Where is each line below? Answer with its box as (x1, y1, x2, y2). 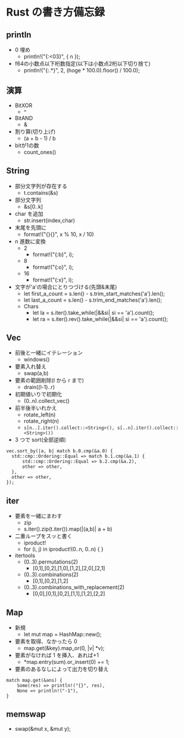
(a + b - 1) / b (23, 134, 56, 142)
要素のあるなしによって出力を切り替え (14, 666, 109, 673)
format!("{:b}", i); (32, 250, 74, 258)
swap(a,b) (23, 370, 49, 377)
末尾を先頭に (14, 223, 46, 231)
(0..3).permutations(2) (23, 558, 79, 565)
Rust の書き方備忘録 (6, 5, 105, 19)
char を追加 (14, 210, 43, 217)
